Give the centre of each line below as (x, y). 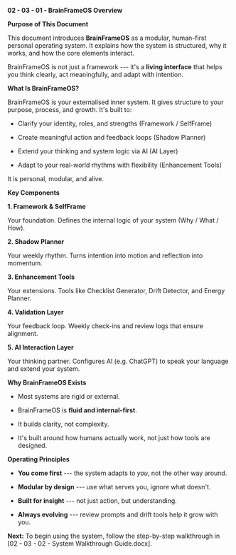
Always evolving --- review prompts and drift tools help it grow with (118, 514)
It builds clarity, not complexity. (63, 424)
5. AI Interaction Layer (41, 347)
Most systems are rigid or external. (69, 396)
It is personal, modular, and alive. (56, 179)
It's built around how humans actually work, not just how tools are (114, 438)
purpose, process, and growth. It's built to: (70, 110)
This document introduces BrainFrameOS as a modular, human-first (107, 38)
